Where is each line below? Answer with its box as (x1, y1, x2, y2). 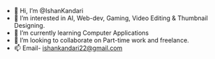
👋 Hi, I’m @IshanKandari (13, 7, 84, 15)
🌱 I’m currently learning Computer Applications (13, 28, 149, 37)
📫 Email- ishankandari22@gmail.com (13, 44, 123, 52)
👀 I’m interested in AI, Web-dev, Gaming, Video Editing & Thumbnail (13, 14, 208, 22)
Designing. (13, 22, 45, 29)
